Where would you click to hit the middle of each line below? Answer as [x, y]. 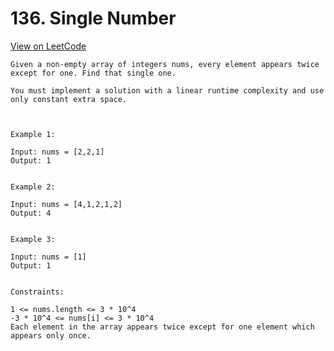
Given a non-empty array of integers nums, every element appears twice [165, 64]
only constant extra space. [69, 99]
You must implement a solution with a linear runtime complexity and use [167, 90]
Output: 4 [31, 213]
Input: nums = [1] [48, 257]
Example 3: [33, 239]
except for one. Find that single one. [93, 73]
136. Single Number [93, 18]
